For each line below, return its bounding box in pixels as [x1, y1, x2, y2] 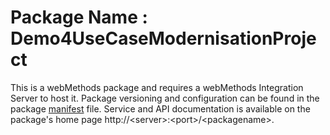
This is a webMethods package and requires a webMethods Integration [10, 81, 304, 93]
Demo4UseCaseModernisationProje [10, 27, 317, 50]
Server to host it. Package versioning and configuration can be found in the [10, 92, 320, 104]
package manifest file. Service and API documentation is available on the [10, 102, 311, 115]
